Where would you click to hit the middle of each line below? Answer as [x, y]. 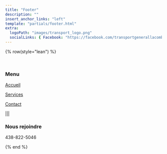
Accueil [13, 85]
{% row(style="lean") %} [31, 51]
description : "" [22, 14]
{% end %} [17, 147]
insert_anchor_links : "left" [35, 19]
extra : [12, 28]
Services [14, 94]
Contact [13, 104]
